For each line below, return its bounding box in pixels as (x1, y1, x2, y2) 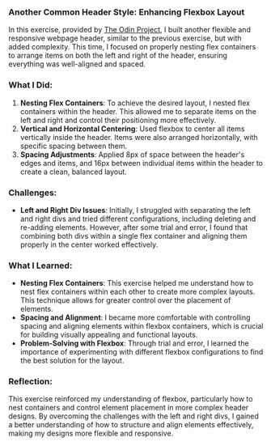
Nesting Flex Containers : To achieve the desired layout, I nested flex (19, 98, 251, 108)
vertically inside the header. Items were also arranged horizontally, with (19, 132, 258, 142)
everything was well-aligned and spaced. (8, 59, 146, 69)
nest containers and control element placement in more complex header (8, 403, 249, 413)
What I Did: (8, 79, 53, 91)
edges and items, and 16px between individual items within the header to (19, 158, 263, 168)
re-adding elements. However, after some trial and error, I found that (19, 222, 248, 232)
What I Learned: (8, 260, 73, 271)
